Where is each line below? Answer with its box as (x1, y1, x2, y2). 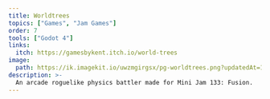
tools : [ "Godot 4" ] (8, 34, 74, 42)
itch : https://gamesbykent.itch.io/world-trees (15, 49, 178, 57)
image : (8, 57, 31, 65)
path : (15, 64, 35, 72)
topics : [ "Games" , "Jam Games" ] (8, 19, 117, 27)
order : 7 (8, 26, 38, 34)
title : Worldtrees (8, 11, 70, 20)
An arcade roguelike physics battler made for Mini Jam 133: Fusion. (15, 78, 253, 86)
